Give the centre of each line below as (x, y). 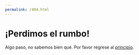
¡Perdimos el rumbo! (47, 33)
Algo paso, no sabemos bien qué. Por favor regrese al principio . (69, 47)
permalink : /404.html (27, 9)
